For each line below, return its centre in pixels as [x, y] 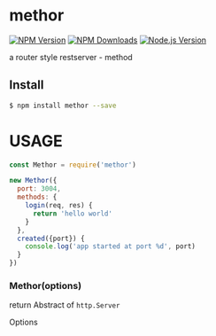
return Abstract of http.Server [65, 305]
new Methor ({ [33, 181]
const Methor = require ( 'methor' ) [73, 165]
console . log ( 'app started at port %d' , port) [111, 246]
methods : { [37, 197]
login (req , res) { [59, 206]
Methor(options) [46, 285]
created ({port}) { [51, 238]
